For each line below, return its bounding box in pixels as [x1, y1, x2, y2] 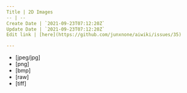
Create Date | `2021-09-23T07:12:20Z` [6, 20, 105, 26]
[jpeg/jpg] [15, 54, 41, 61]
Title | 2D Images [6, 9, 53, 15]
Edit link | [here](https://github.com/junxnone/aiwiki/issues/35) [6, 32, 182, 38]
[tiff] [15, 80, 26, 87]
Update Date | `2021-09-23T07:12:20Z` [6, 26, 105, 32]
